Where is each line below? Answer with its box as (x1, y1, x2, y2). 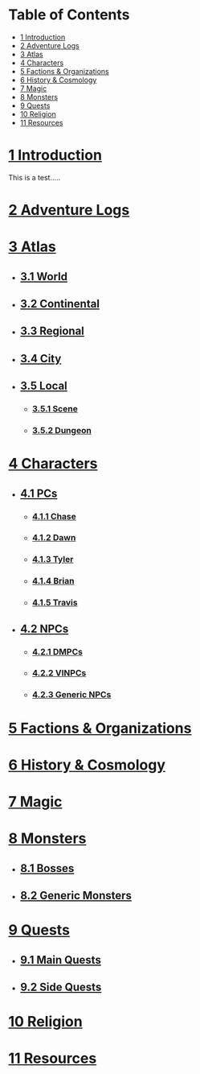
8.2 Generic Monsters (19, 888, 133, 903)
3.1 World (19, 270, 68, 283)
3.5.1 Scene (31, 403, 78, 415)
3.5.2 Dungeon (31, 425, 92, 436)
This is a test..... (8, 172, 61, 182)
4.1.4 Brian (31, 576, 75, 587)
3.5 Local (19, 379, 68, 393)
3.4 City (19, 352, 62, 366)
